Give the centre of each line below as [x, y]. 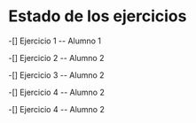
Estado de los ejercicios [98, 16]
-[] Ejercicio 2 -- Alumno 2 [56, 58]
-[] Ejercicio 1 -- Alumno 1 [55, 41]
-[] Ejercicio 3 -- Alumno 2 [56, 75]
